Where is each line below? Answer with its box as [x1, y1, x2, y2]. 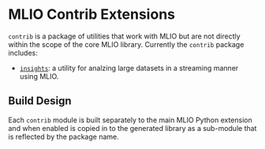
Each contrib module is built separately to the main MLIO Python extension [8, 115, 252, 125]
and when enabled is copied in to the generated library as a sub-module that [8, 123, 257, 133]
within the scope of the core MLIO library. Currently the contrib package [8, 39, 244, 49]
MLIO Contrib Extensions [8, 5, 176, 24]
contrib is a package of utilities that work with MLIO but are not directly [8, 31, 241, 41]
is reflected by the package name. [8, 132, 120, 141]
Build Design [8, 94, 73, 107]
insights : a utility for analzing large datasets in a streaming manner [19, 63, 239, 72]
